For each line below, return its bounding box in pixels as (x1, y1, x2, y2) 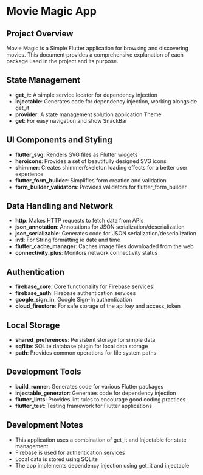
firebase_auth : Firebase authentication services (15, 290, 136, 297)
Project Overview (6, 29, 74, 39)
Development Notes (6, 420, 83, 430)
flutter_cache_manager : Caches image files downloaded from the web (15, 243, 194, 250)
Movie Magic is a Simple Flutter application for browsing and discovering (6, 44, 189, 52)
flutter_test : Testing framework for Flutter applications (15, 402, 152, 409)
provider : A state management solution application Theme (15, 111, 162, 118)
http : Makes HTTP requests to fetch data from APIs (15, 217, 144, 224)
